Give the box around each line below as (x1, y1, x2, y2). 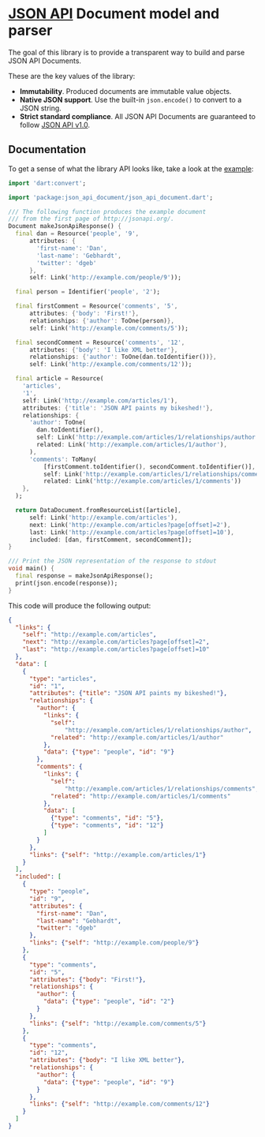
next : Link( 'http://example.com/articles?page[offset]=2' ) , (28, 521, 231, 529)
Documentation (8, 143, 87, 156)
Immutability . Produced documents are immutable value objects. (19, 86, 232, 95)
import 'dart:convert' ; (8, 179, 87, 187)
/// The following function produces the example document (8, 208, 207, 215)
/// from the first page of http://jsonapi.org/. (8, 215, 175, 223)
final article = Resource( (15, 375, 104, 383)
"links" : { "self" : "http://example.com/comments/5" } (28, 1019, 207, 1027)
